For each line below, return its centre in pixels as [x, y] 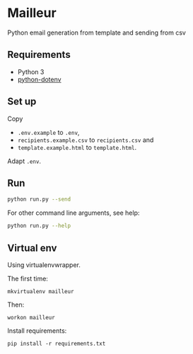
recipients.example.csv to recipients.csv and [86, 140]
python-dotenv [39, 79]
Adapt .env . [24, 161]
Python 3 [31, 71]
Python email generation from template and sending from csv [96, 33]
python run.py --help [39, 226]
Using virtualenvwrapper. [44, 265]
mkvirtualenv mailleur [41, 291]
